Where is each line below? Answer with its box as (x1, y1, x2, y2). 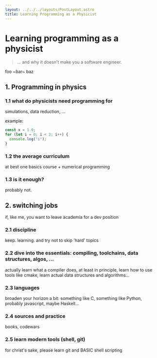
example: (5, 118, 23, 124)
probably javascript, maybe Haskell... (5, 300, 79, 306)
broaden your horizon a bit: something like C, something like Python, (5, 295, 142, 301)
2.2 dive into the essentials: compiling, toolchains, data (5, 250, 139, 256)
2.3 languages (5, 284, 40, 291)
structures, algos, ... (5, 256, 54, 263)
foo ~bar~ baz (5, 69, 34, 75)
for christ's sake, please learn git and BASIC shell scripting (5, 347, 122, 353)
